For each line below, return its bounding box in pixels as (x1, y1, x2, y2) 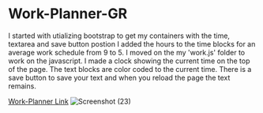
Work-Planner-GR (8, 5, 128, 23)
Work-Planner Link (8, 96, 69, 106)
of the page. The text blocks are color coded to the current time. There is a (8, 64, 252, 73)
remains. (8, 81, 37, 91)
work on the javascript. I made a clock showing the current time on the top (8, 56, 250, 66)
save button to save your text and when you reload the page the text (8, 73, 231, 82)
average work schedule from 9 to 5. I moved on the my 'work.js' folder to (8, 47, 246, 57)
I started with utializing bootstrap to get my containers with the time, (8, 31, 231, 40)
